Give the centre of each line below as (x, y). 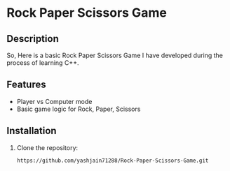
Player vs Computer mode (54, 101)
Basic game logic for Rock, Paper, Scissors (79, 109)
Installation (32, 131)
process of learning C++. (43, 63)
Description (33, 39)
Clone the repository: (47, 147)
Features (26, 85)
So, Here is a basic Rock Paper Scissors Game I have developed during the (115, 55)
